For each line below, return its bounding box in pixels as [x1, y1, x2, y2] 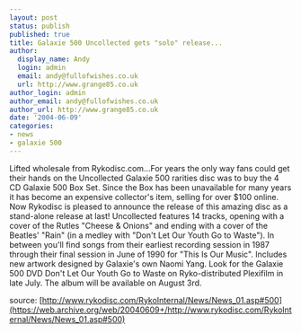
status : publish [9, 22, 70, 31]
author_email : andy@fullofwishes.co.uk [9, 96, 159, 106]
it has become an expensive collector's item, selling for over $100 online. [9, 191, 279, 202]
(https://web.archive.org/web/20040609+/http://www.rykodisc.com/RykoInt [9, 304, 292, 315]
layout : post [9, 13, 58, 22]
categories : [9, 122, 54, 131]
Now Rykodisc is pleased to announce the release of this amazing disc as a [9, 201, 288, 212]
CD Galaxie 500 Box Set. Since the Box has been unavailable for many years [9, 181, 292, 193]
